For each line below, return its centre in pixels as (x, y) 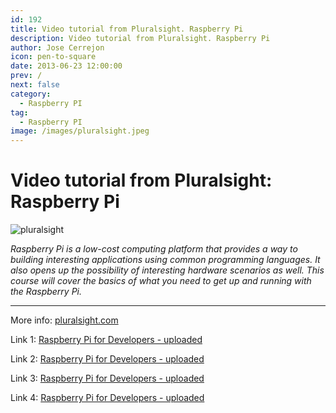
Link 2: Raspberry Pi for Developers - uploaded (107, 359)
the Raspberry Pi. (46, 292)
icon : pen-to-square (53, 57)
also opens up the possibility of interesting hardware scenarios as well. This (167, 270)
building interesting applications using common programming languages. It (165, 260)
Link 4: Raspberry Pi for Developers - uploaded (107, 398)
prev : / (26, 76)
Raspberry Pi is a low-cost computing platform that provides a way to (154, 249)
